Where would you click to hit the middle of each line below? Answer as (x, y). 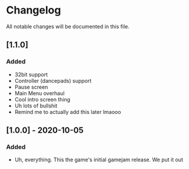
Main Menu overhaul (39, 93)
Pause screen (31, 87)
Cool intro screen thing (42, 99)
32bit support (31, 75)
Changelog (34, 10)
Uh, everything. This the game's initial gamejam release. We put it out (99, 160)
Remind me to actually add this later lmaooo (68, 111)
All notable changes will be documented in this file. (68, 26)
